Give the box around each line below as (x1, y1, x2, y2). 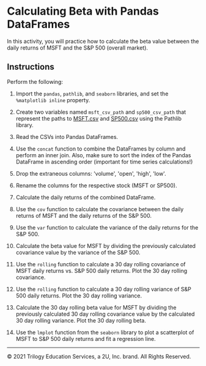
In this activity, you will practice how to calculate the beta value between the (7, 37, 199, 45)
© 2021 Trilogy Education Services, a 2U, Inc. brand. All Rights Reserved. (7, 353, 191, 360)
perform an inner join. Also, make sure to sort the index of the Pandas (15, 151, 191, 159)
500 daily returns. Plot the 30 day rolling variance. (15, 292, 142, 299)
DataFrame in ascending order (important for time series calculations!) (15, 158, 193, 165)
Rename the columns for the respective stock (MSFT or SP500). (15, 182, 177, 189)
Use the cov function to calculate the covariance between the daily (15, 205, 184, 212)
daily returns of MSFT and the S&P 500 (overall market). (7, 44, 149, 51)
